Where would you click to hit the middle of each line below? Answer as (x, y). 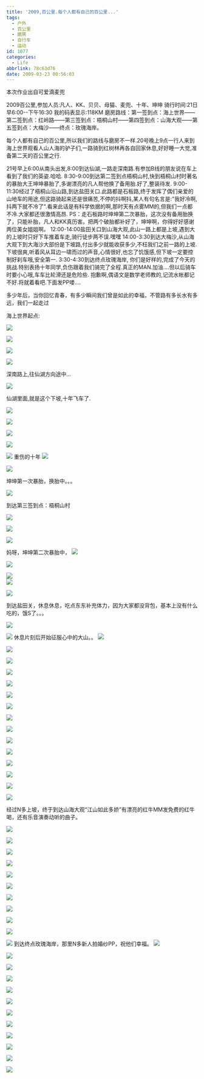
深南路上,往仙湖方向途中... (39, 374)
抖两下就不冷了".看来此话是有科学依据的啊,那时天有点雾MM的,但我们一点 (97, 206)
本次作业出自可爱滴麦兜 (36, 92)
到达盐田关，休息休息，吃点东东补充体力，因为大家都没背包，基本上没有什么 (102, 606)
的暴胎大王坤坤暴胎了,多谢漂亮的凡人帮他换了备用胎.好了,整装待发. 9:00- (97, 184)
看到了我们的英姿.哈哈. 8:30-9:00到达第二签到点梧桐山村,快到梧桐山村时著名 (102, 176)
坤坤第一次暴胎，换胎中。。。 (41, 481)
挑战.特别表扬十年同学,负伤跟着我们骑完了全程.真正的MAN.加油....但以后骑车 (101, 267)
